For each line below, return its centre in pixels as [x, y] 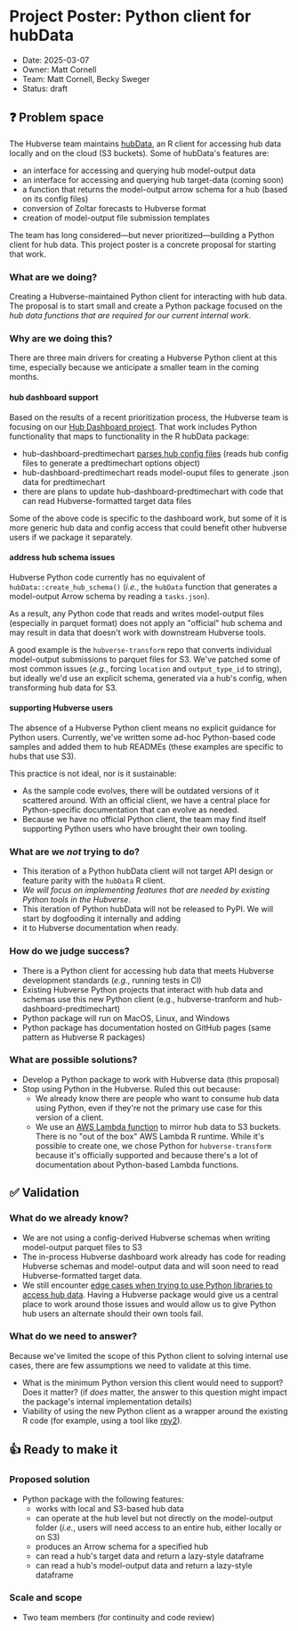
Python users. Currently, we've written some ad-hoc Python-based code [142, 737]
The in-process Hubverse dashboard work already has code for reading [154, 1256]
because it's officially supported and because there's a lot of [147, 1155]
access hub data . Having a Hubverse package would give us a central [150, 1294]
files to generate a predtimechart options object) [111, 463]
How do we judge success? [70, 951]
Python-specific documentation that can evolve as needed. [131, 810]
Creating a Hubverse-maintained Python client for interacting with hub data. [148, 297]
